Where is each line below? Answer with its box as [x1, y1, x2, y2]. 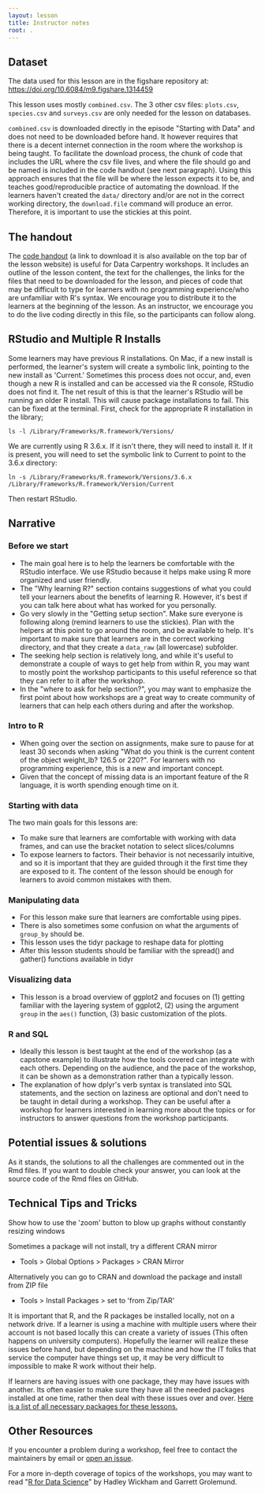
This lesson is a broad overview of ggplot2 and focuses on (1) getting [19, 992, 245, 1001]
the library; [8, 412, 44, 422]
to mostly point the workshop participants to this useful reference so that [19, 667, 257, 676]
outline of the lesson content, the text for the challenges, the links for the [8, 268, 244, 277]
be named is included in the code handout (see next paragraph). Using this [8, 166, 252, 175]
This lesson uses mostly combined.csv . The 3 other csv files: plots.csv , [8, 100, 239, 110]
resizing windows [8, 1226, 65, 1235]
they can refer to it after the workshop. [19, 676, 146, 685]
